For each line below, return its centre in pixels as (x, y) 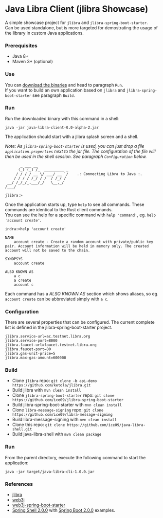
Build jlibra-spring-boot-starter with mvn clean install (67, 405)
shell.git (22, 429)
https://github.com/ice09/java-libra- (106, 425)
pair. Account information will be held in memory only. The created (77, 246)
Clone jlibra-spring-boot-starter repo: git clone (63, 395)
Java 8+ (20, 56)
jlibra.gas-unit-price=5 (30, 354)
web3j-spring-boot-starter (39, 505)
